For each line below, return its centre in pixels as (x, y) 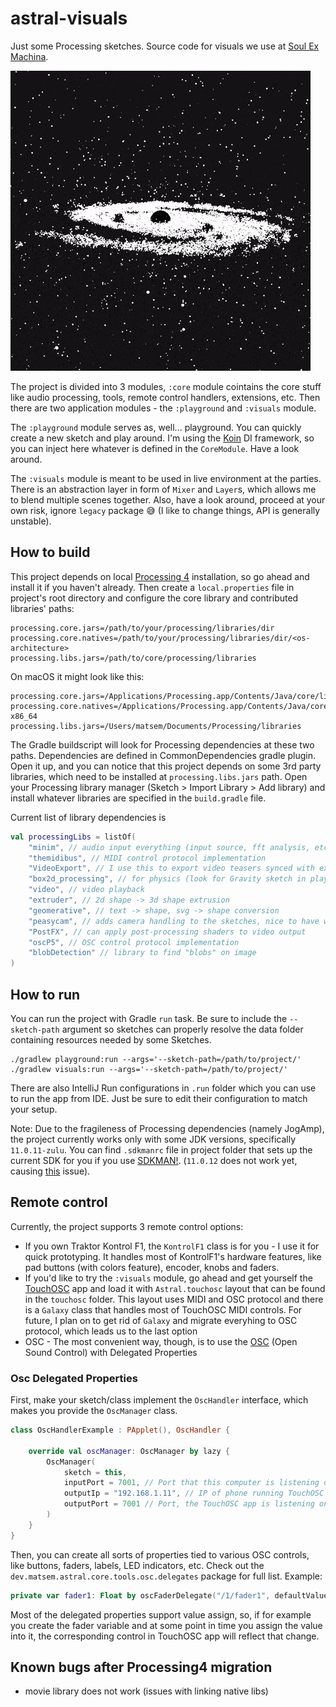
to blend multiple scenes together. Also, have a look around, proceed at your (168, 499)
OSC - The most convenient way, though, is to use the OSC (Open (161, 1341)
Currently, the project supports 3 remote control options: (127, 1226)
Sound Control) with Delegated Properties (111, 1352)
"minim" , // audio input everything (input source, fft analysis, (169, 847)
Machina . (29, 56)
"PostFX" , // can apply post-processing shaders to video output (167, 932)
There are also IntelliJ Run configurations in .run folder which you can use (163, 1088)
